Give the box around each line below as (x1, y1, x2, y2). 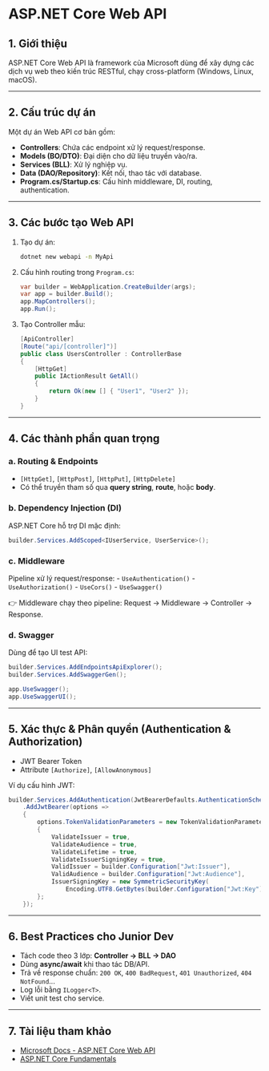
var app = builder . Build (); (19, 290, 114, 298)
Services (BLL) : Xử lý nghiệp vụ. (19, 160, 128, 169)
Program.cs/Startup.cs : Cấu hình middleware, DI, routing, (19, 176, 213, 186)
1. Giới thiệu (8, 37, 68, 51)
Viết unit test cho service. (19, 993, 105, 1003)
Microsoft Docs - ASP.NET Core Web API (19, 1045, 156, 1055)
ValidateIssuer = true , (50, 833, 130, 841)
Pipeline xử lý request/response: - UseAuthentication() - (8, 573, 196, 583)
